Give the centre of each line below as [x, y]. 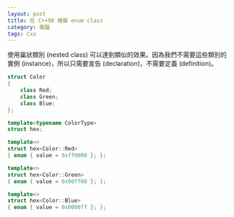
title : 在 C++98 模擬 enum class [55, 21]
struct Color [27, 77]
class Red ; [36, 90]
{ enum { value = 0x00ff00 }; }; [57, 182]
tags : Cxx [22, 34]
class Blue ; [38, 104]
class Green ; [39, 96]
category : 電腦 [29, 27]
